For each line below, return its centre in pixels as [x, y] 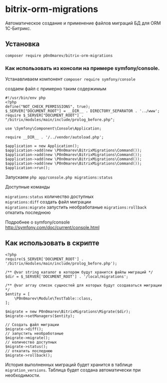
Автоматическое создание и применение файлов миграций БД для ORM [83, 23]
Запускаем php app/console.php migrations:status [59, 177]
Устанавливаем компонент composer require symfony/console [70, 79]
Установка [22, 44]
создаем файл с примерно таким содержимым [56, 89]
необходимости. [23, 375]
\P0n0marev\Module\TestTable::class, [53, 298]
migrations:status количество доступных [49, 196]
